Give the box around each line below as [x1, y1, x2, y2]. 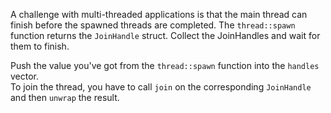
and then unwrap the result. [10, 92, 120, 103]
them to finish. [10, 40, 70, 52]
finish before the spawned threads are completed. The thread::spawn [10, 19, 296, 31]
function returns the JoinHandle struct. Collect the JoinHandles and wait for [10, 30, 321, 41]
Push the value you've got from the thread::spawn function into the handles [10, 60, 320, 71]
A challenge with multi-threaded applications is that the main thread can [10, 9, 308, 20]
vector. [10, 70, 40, 82]
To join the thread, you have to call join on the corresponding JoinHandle [10, 81, 312, 93]
